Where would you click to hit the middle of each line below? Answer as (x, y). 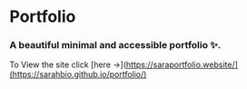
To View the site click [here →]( (68, 64)
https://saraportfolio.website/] (182, 64)
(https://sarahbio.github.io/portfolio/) (78, 74)
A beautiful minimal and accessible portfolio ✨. (115, 45)
